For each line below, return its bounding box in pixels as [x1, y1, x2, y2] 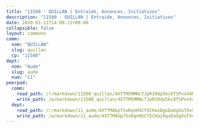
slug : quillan [11, 47, 46, 53]
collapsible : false [6, 25, 54, 31]
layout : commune [6, 31, 46, 37]
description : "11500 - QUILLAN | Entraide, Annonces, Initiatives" [6, 14, 176, 20]
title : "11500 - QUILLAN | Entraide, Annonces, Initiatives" [6, 8, 161, 15]
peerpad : [6, 80, 28, 86]
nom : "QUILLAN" [11, 42, 49, 48]
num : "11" [11, 74, 36, 80]
